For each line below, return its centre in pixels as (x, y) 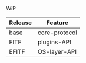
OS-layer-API (57, 52)
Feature (57, 23)
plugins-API (54, 42)
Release (21, 23)
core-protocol (57, 33)
